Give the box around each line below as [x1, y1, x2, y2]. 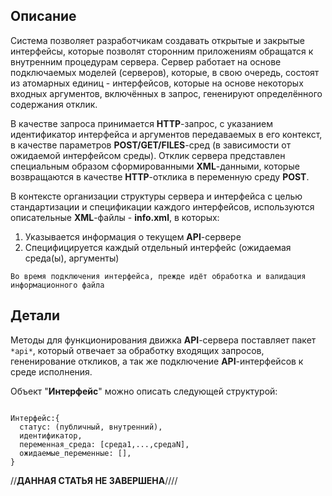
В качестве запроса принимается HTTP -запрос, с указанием [10, 117, 273, 129]
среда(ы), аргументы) [24, 252, 120, 264]
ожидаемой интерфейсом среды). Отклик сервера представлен [10, 149, 286, 161]
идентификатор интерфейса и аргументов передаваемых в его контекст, [10, 128, 323, 140]
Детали [10, 307, 61, 324]
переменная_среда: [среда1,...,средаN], [19, 439, 190, 449]
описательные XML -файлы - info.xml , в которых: [10, 211, 220, 223]
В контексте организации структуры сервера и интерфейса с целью [10, 190, 303, 202]
